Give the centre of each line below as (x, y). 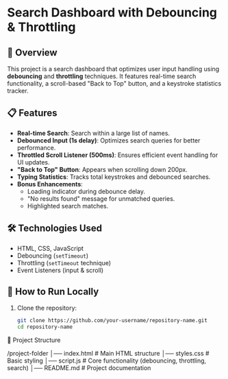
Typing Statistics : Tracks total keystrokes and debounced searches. (114, 177)
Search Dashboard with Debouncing (112, 13)
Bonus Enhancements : (50, 184)
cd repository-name (45, 327)
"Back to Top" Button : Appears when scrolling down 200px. (102, 169)
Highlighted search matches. (68, 206)
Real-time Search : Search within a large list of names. (93, 133)
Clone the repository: (47, 308)
